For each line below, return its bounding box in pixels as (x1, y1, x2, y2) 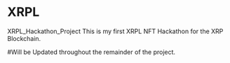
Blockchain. (7, 34, 41, 42)
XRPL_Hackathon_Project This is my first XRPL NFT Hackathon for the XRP (7, 27, 224, 35)
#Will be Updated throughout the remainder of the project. (7, 48, 176, 56)
